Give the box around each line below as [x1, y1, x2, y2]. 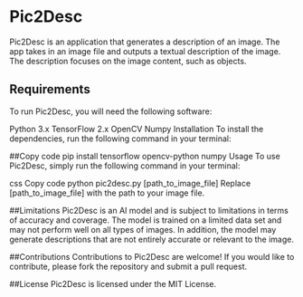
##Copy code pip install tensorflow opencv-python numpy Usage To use [9, 150, 280, 161]
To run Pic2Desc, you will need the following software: [9, 106, 213, 117]
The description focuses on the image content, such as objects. [9, 55, 247, 66]
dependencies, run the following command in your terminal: [9, 133, 232, 144]
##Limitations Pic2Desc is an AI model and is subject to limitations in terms [9, 205, 289, 216]
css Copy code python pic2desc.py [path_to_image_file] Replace [9, 177, 251, 188]
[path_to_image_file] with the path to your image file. [9, 187, 205, 198]
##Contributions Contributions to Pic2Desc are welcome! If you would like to [9, 251, 295, 262]
